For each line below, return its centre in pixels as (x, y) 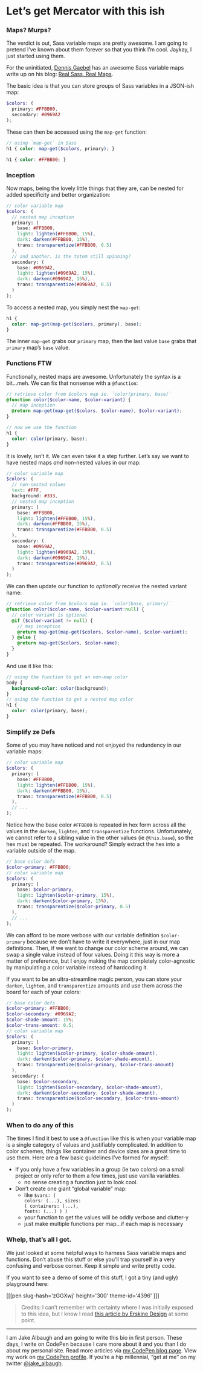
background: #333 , (35, 496)
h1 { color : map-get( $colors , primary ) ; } (60, 149)
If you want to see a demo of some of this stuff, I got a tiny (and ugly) (92, 1277)
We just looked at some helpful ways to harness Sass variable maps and (96, 1253)
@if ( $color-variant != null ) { (53, 621)
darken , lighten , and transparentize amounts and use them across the (94, 985)
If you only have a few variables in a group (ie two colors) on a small (100, 1170)
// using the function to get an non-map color (67, 677)
